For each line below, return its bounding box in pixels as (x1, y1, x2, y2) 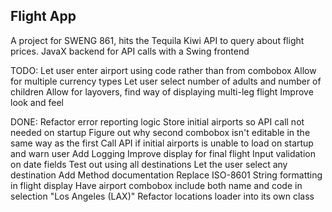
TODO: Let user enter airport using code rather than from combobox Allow (10, 64, 317, 76)
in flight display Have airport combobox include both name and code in (10, 179, 303, 191)
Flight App (10, 8, 77, 25)
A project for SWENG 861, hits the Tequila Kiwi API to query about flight (10, 34, 305, 46)
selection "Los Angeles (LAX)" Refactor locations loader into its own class (10, 190, 315, 202)
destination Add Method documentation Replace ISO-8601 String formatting (10, 169, 323, 181)
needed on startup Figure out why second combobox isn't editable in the (10, 126, 311, 138)
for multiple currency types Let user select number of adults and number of (10, 75, 322, 87)
